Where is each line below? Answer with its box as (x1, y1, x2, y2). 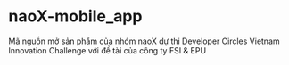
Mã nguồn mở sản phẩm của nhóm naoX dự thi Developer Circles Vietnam (8, 36, 280, 46)
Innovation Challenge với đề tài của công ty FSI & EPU (8, 45, 207, 55)
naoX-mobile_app (8, 6, 143, 27)
